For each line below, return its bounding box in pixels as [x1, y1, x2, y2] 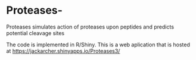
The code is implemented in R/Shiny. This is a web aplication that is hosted [6, 41, 190, 48]
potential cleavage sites [6, 29, 65, 36]
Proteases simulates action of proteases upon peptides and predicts [6, 23, 174, 30]
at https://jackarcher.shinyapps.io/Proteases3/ [6, 47, 121, 54]
